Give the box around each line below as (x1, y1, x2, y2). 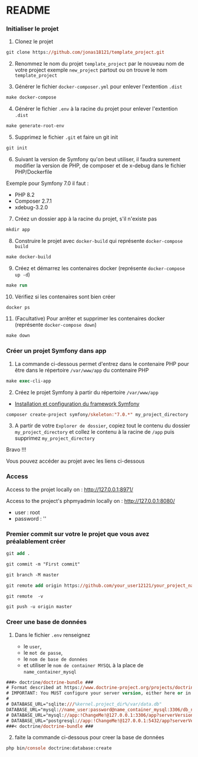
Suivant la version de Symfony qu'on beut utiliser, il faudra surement (14, 155, 181, 163)
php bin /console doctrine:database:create (6, 745, 112, 751)
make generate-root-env (6, 123, 65, 129)
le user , (23, 642, 42, 650)
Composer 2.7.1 (14, 197, 52, 204)
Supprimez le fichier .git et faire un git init (14, 134, 118, 141)
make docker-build (6, 254, 51, 260)
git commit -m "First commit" (6, 561, 81, 567)
